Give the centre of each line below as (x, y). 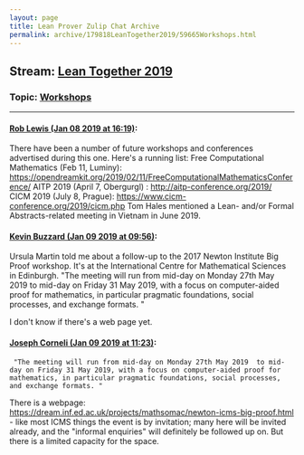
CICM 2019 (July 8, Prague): (62, 196)
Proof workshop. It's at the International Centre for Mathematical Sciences (148, 266)
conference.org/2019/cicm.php (67, 206)
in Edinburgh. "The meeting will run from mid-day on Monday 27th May (142, 276)
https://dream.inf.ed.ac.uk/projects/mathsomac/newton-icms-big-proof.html (152, 412)
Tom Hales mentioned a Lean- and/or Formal (210, 206)
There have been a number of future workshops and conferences (131, 148)
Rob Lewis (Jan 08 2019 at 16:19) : (74, 128)
